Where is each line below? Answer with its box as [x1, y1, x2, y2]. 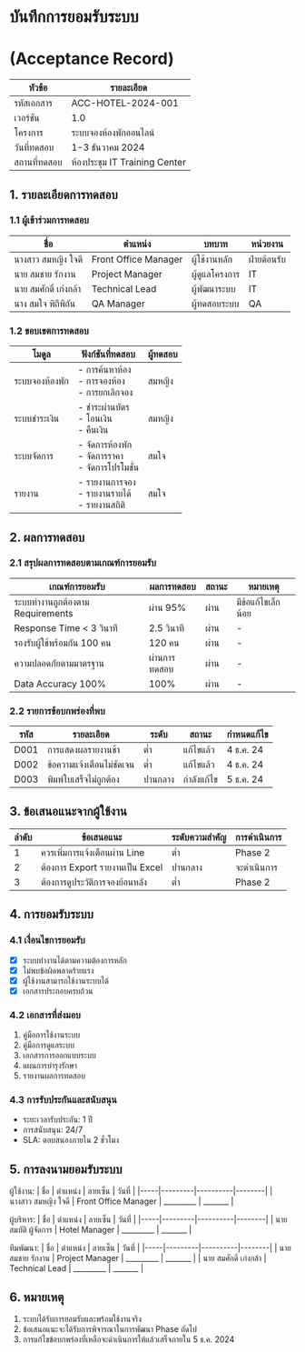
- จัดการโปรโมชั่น [77, 461, 139, 474]
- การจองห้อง [77, 375, 125, 387]
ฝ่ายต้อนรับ [248, 253, 286, 265]
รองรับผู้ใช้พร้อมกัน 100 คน [14, 636, 112, 649]
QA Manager [91, 297, 145, 310]
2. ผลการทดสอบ [9, 529, 85, 545]
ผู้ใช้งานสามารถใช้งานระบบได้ [22, 975, 109, 986]
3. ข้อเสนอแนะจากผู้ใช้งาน [9, 804, 127, 819]
